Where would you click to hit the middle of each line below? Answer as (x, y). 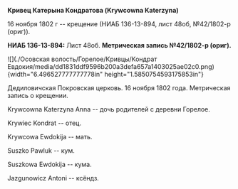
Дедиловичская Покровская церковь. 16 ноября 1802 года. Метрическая (119, 88)
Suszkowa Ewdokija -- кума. (50, 164)
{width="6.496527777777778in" (55, 74)
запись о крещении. (38, 96)
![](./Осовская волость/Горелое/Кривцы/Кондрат (82, 59)
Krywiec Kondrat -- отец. (45, 123)
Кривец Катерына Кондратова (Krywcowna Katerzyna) (93, 10)
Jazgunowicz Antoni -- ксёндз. (53, 178)
